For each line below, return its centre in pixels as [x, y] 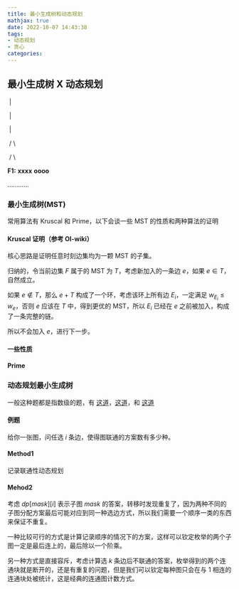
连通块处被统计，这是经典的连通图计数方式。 [73, 579]
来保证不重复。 [29, 522]
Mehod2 [20, 487]
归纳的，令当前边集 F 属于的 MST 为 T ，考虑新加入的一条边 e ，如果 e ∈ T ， [119, 271]
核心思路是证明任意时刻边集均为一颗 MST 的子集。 [81, 256]
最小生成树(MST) [37, 204]
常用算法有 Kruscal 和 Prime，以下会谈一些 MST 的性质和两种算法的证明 [113, 221]
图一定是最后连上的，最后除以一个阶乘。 [67, 546]
